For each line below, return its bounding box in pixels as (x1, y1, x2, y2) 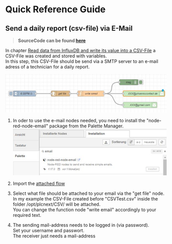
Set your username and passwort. (12, 227, 84, 233)
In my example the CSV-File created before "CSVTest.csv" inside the (12, 195, 158, 202)
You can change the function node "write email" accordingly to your (12, 206, 157, 213)
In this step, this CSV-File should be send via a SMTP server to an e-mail (5, 58, 159, 64)
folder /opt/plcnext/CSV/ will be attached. (12, 201, 101, 207)
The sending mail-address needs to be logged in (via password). (12, 221, 149, 228)
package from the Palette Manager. (49, 123, 124, 129)
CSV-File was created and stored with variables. (5, 53, 107, 59)
